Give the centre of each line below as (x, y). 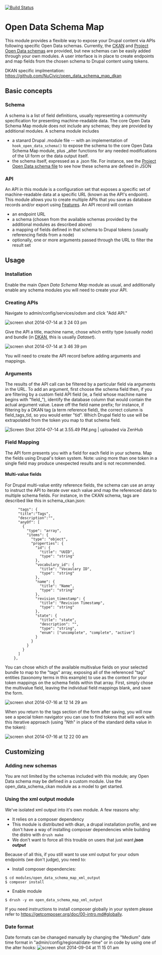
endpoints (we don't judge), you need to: (45, 859)
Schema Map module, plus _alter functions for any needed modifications (84, 151)
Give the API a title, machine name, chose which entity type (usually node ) (79, 332)
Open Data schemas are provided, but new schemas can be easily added (78, 50)
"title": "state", (58, 620)
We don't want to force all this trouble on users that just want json (78, 839)
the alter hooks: (21, 947)
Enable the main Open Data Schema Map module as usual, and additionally (80, 285)
